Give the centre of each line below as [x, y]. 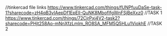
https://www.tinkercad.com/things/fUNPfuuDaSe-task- [105, 7]
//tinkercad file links [26, 7]
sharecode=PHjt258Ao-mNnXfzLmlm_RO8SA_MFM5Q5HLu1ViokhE [76, 23]
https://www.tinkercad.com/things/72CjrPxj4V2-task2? [63, 18]
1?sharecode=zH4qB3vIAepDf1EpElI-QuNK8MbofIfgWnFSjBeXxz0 [74, 13]
